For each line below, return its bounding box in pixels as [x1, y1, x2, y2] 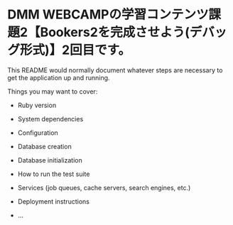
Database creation [17, 142, 72, 150]
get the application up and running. [7, 73, 110, 82]
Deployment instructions [17, 197, 90, 206]
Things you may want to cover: [7, 87, 98, 96]
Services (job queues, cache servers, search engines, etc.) [17, 183, 191, 192]
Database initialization [17, 155, 83, 164]
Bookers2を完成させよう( [40, 24, 190, 40]
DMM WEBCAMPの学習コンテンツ [7, 6, 209, 23]
